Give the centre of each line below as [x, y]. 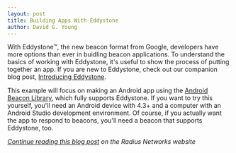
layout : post [27, 14]
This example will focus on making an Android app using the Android [108, 91]
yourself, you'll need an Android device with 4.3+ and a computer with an [114, 106]
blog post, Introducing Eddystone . [57, 77]
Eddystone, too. [30, 128]
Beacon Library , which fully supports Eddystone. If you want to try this [110, 98]
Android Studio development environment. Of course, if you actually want [114, 113]
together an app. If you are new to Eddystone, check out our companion [113, 69]
